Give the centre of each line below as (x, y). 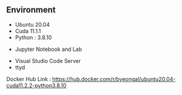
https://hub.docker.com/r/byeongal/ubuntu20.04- (114, 79)
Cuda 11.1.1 (28, 31)
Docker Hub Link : (29, 79)
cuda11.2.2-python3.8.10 (36, 85)
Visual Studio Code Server (48, 61)
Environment (31, 10)
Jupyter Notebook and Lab (48, 49)
